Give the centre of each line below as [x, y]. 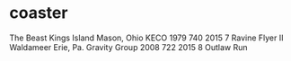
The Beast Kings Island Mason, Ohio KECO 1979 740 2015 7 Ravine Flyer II [146, 38]
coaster [39, 13]
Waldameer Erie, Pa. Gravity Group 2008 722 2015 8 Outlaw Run [129, 47]
